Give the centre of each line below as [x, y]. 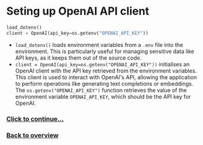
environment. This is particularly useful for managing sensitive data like [105, 51]
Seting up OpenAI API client [78, 11]
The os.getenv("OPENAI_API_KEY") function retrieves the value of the [101, 90]
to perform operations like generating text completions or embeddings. [104, 83]
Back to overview [33, 135]
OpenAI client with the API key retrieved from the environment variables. [106, 71]
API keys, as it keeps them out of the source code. [78, 58]
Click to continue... [35, 119]
